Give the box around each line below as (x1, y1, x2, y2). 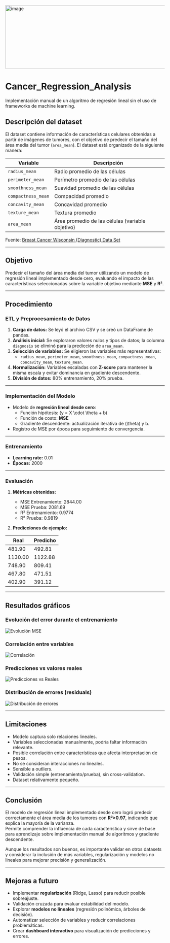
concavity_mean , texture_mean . (20, 359, 83, 365)
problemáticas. (12, 922, 44, 928)
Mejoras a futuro (5, 877, 59, 885)
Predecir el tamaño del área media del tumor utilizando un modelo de (5, 270, 149, 276)
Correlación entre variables (5, 641, 74, 648)
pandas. (12, 332, 30, 338)
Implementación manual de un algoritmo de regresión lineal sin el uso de (5, 97, 157, 104)
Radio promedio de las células (54, 167, 125, 175)
